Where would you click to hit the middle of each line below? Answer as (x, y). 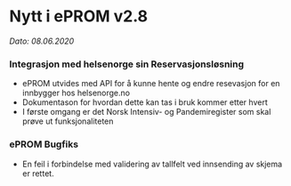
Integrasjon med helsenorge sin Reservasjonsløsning (127, 64)
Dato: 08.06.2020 (42, 41)
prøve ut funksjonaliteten (68, 121)
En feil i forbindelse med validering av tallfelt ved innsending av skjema (152, 164)
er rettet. (38, 173)
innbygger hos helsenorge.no (76, 93)
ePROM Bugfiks (44, 144)
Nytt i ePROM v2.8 (79, 16)
